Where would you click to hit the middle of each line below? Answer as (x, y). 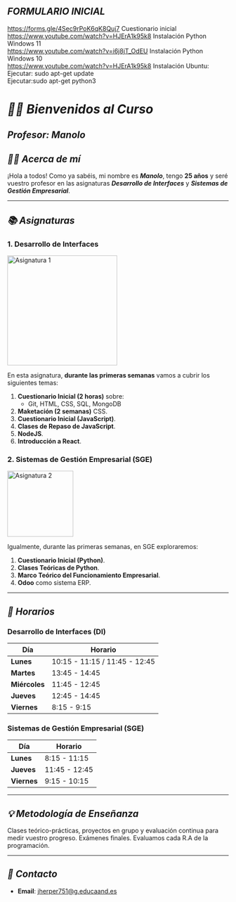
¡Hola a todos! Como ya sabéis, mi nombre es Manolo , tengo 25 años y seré (118, 176)
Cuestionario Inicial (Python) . (61, 560)
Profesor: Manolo (46, 135)
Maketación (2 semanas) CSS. (62, 411)
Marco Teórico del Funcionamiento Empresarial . (89, 575)
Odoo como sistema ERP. (54, 583)
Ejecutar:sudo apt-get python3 (52, 81)
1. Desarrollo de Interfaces (53, 244)
